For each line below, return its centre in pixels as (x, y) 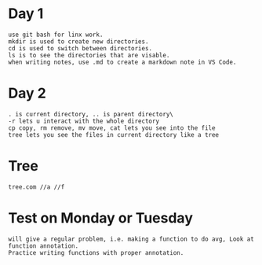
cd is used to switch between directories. (80, 48)
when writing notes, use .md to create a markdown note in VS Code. (122, 62)
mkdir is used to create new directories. (78, 41)
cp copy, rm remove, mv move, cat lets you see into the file (112, 128)
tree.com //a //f (36, 187)
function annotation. (44, 246)
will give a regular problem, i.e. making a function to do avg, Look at (131, 239)
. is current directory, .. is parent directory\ (91, 114)
